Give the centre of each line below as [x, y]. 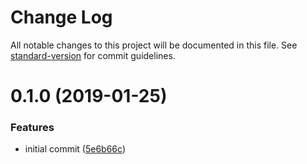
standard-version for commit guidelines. [93, 55]
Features [32, 128]
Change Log [61, 17]
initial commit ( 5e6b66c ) [75, 149]
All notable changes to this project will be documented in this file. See [154, 45]
